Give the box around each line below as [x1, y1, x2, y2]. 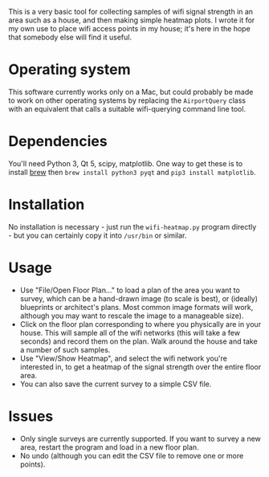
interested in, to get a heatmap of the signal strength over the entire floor [19, 361, 262, 372]
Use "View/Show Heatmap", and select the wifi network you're [19, 353, 227, 363]
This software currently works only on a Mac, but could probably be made [8, 87, 254, 96]
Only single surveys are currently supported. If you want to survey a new [19, 434, 261, 443]
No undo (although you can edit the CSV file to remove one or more [19, 450, 244, 460]
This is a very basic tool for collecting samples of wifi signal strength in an [8, 7, 254, 16]
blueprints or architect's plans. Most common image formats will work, [19, 302, 254, 312]
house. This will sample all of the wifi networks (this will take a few [19, 328, 241, 337]
